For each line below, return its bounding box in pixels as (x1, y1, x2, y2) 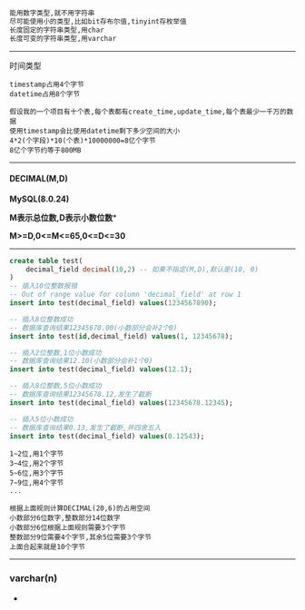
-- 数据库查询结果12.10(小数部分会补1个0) (9, 357, 153, 366)
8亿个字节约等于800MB (9, 145, 82, 154)
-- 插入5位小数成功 (9, 414, 74, 424)
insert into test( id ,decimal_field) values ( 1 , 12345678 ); (9, 331, 233, 340)
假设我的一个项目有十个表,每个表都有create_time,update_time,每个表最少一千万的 (9, 107, 288, 116)
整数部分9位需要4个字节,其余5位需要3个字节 (9, 533, 152, 542)
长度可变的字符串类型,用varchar (9, 34, 117, 43)
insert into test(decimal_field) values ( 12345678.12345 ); (9, 398, 233, 408)
